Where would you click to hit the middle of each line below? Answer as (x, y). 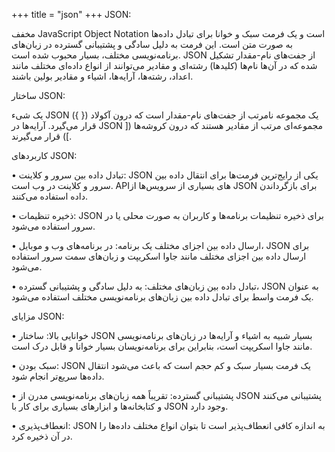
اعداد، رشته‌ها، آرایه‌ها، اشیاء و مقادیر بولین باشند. (102, 76)
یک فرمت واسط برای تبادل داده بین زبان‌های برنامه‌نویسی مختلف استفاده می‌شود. (162, 297)
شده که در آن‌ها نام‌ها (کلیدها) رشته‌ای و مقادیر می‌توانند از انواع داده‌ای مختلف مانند (164, 65)
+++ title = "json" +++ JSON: (71, 14)
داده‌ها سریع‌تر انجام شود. (58, 376)
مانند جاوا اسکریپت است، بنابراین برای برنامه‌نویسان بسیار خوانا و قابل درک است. (162, 346)
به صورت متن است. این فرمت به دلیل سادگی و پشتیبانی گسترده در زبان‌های (152, 44)
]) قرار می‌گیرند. (42, 136)
